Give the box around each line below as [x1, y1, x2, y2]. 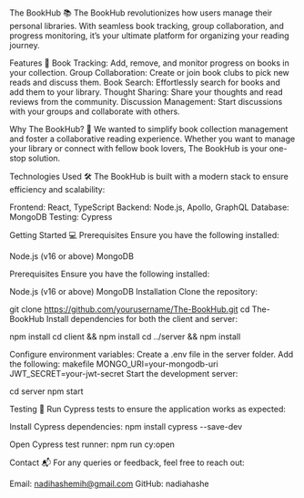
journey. [9, 40, 40, 50]
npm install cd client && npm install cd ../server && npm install [9, 331, 241, 342]
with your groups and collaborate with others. [9, 106, 180, 117]
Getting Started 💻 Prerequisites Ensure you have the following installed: [9, 230, 279, 240]
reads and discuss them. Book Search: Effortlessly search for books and [9, 77, 280, 88]
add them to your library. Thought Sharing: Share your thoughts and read [9, 87, 284, 98]
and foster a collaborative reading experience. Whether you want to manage [9, 133, 296, 144]
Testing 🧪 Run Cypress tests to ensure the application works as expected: [9, 404, 287, 414]
